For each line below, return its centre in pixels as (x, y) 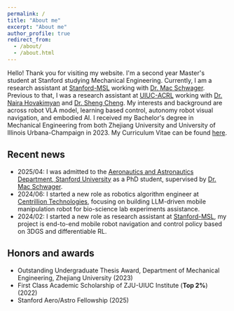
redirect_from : (29, 40)
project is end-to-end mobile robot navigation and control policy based (120, 224)
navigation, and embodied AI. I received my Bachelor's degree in (101, 117)
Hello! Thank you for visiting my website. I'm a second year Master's (106, 73)
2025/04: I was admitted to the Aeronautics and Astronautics (105, 171)
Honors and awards (51, 253)
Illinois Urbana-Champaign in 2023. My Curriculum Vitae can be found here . (117, 132)
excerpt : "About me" (37, 27)
